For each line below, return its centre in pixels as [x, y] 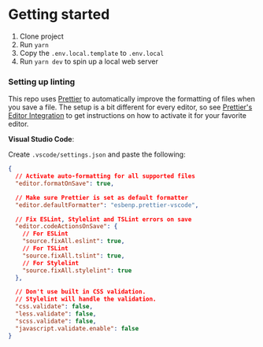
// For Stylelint [51, 263]
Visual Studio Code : [41, 139]
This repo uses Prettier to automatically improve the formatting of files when [132, 99]
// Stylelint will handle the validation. [86, 299]
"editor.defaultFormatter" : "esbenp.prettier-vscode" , [107, 205]
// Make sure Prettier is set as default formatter [102, 197]
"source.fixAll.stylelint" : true [77, 270]
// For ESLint [45, 234]
